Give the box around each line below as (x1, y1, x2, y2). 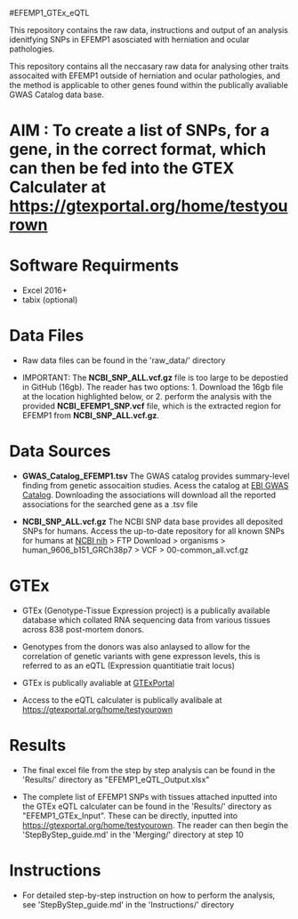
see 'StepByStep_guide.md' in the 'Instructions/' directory (21, 899, 235, 910)
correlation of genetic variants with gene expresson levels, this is (21, 650, 261, 661)
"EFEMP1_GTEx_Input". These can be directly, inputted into (21, 810, 238, 821)
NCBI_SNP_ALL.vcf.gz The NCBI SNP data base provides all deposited (21, 516, 283, 527)
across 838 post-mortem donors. (21, 624, 145, 634)
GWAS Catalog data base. (9, 89, 104, 100)
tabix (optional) (21, 294, 78, 305)
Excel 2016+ (21, 285, 68, 296)
